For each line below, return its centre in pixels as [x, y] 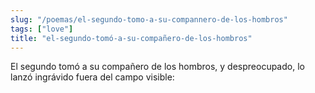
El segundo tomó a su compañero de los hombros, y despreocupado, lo [157, 67]
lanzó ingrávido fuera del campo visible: [92, 77]
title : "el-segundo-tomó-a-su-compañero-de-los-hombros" [131, 38]
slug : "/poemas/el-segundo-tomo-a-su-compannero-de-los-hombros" [149, 19]
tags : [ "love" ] [42, 29]
